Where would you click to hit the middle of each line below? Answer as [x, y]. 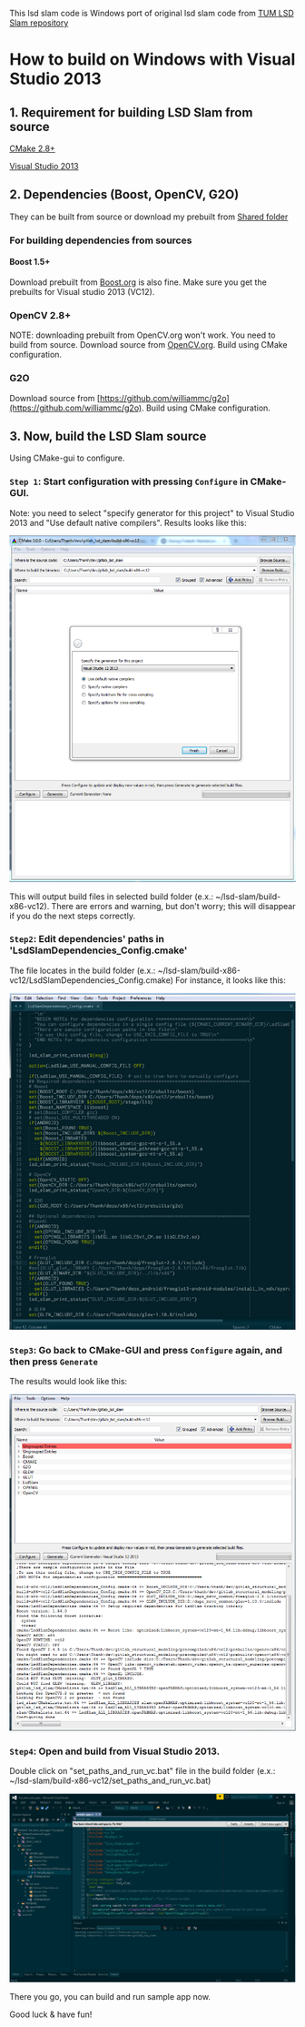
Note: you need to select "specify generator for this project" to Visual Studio [152, 512]
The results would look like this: [69, 1382]
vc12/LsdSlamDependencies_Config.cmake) [92, 980]
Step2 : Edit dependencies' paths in [87, 939]
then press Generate [54, 1362]
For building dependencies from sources [101, 240]
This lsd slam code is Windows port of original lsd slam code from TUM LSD [152, 13]
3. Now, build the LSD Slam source [108, 436]
